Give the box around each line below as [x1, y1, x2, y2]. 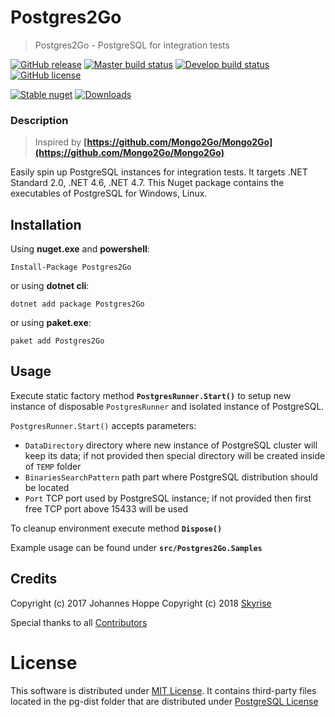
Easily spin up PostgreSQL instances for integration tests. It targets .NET [10, 166, 308, 178]
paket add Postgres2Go [10, 336, 105, 346]
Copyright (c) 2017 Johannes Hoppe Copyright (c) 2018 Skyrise [10, 597, 272, 609]
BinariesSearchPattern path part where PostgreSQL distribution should [24, 471, 318, 483]
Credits [10, 571, 58, 588]
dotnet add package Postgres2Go [10, 299, 145, 310]
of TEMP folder [24, 460, 82, 472]
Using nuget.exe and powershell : [10, 243, 150, 255]
